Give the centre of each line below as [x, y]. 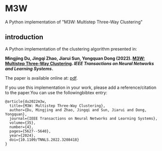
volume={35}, [23, 123]
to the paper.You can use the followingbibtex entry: [56, 92]
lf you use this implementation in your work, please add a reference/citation [81, 87]
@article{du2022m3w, [26, 101]
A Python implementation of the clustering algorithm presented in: [71, 49]
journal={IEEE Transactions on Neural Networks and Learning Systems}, [84, 118]
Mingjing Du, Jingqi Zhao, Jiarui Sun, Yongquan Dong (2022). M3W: [75, 58]
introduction [24, 37]
